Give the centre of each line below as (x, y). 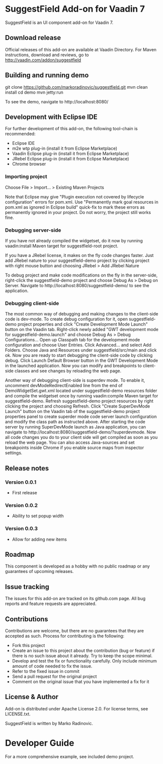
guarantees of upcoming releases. (39, 571)
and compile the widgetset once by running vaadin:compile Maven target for (81, 396)
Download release (33, 38)
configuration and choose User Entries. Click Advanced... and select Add (78, 345)
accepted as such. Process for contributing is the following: (65, 636)
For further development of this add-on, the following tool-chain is (71, 129)
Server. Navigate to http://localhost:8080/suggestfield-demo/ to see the (77, 285)
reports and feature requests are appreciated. (51, 604)
